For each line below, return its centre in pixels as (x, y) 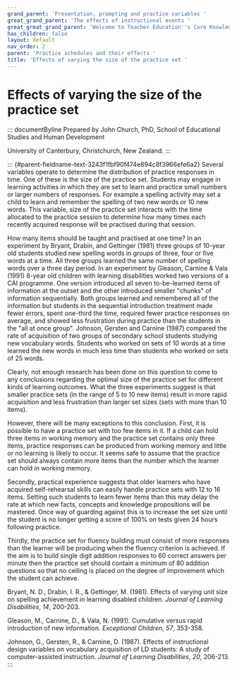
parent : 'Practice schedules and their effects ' (82, 54)
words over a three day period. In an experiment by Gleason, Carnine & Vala (117, 268)
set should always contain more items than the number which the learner (113, 461)
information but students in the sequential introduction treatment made (110, 305)
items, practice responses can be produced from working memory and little (117, 445)
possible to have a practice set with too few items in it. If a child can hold (113, 430)
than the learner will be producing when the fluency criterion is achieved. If (116, 548)
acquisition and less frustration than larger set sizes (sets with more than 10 (117, 402)
